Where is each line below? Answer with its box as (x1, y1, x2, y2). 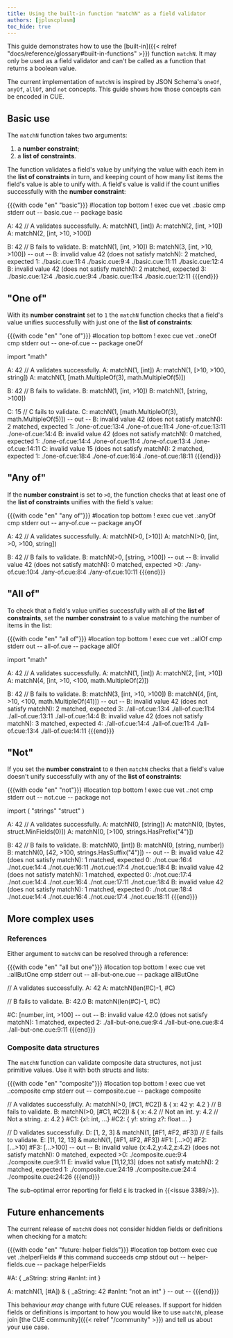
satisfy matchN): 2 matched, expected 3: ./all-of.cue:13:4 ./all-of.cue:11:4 (7, 704, 215, 713)
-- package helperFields (37, 1260, 106, 1269)
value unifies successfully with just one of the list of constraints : (7, 318, 193, 327)
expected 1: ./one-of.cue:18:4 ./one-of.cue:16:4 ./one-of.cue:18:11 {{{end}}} (7, 452, 222, 460)
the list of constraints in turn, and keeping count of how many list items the (7, 173, 223, 181)
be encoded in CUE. (7, 92, 64, 101)
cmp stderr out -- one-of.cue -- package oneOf (7, 339, 144, 347)
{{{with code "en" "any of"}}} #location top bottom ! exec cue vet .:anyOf (7, 511, 216, 520)
